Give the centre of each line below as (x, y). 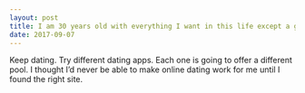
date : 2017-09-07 (42, 34)
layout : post (34, 18)
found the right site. (46, 79)
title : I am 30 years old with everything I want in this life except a (150, 26)
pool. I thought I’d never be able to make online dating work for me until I (145, 70)
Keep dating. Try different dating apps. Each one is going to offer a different (151, 60)
